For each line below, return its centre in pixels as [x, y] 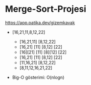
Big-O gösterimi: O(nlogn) [38, 77]
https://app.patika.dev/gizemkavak [40, 23]
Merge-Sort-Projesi [46, 9]
